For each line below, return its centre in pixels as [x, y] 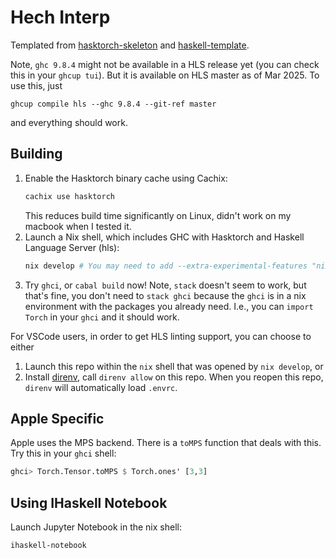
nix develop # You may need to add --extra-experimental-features [166, 266]
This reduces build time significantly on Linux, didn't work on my [158, 215]
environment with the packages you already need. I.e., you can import [169, 306]
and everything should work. [69, 122]
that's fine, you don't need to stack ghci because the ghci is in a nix [165, 295]
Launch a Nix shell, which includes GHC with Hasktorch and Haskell [164, 237]
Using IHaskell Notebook [89, 502]
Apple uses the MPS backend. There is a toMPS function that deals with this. [166, 443]
